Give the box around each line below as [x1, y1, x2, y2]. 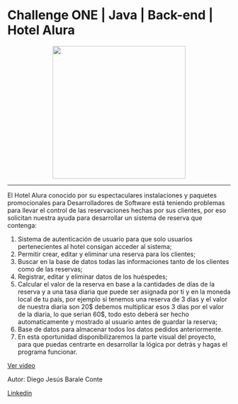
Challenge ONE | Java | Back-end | [7, 7, 214, 23]
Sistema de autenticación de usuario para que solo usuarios [17, 234, 193, 243]
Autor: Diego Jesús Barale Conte [7, 375, 103, 383]
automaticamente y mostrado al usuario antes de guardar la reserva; [17, 317, 218, 325]
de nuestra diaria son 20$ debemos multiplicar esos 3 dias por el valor [17, 302, 225, 311]
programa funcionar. [17, 347, 78, 356]
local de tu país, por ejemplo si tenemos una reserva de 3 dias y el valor [17, 294, 228, 304]
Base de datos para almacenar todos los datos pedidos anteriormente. [17, 325, 223, 333]
